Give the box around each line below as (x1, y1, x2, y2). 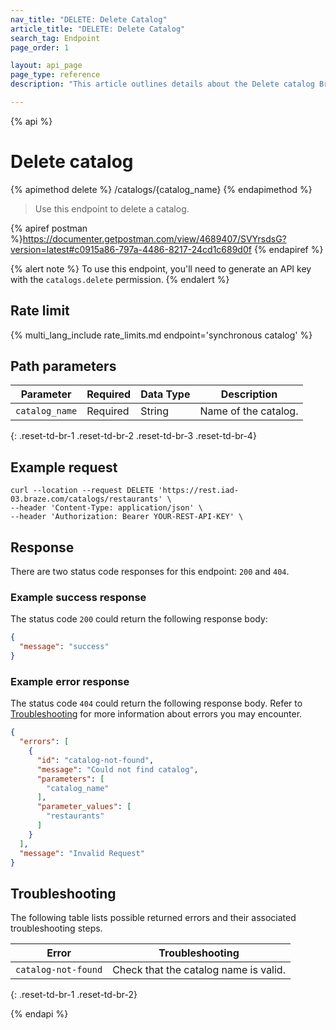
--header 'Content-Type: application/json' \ (10, 503, 203, 513)
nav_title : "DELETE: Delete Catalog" (10, 14, 168, 25)
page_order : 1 (10, 42, 70, 53)
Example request (10, 459, 118, 476)
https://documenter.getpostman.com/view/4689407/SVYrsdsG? (22, 232, 287, 245)
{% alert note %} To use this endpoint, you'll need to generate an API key (10, 262, 312, 275)
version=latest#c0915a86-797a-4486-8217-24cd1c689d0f (10, 243, 252, 255)
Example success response (10, 590, 147, 604)
